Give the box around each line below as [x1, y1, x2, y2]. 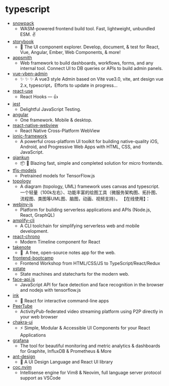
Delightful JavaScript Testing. [20, 106, 81, 112]
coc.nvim [12, 364, 32, 370]
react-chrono [12, 233, 40, 239]
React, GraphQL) [20, 212, 55, 218]
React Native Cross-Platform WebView [20, 127, 100, 134]
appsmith [12, 54, 32, 60]
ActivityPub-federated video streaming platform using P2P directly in [20, 308, 163, 314]
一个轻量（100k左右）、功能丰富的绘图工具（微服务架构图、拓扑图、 [20, 189, 160, 195]
